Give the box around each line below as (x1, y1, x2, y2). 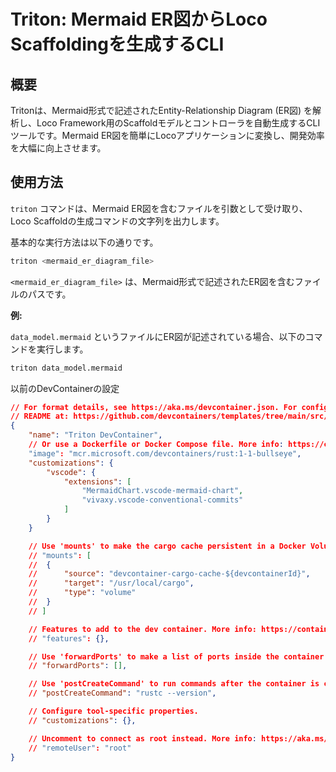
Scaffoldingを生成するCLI (10, 33, 225, 56)
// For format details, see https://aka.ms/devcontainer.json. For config (10, 402, 329, 412)
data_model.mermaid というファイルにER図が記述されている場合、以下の (10, 330, 306, 342)
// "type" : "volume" (28, 588, 137, 598)
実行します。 (36, 343, 89, 355)
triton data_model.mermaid (10, 363, 123, 373)
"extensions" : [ (63, 476, 132, 487)
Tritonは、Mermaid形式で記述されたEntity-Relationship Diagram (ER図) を (10, 105, 313, 116)
